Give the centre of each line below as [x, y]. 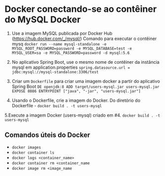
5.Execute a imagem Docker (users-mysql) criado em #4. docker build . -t [82, 115]
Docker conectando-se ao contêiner [81, 9]
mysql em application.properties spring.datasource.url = [71, 67]
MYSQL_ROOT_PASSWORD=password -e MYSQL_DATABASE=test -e [72, 48]
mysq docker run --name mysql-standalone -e [59, 44]
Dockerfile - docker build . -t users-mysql [57, 105]
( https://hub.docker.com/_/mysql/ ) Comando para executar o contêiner [84, 39]
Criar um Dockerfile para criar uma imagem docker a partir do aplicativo [86, 81]
